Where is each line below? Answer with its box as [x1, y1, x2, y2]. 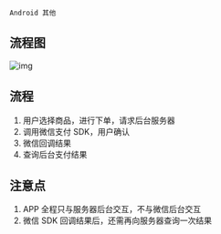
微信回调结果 [22, 137, 71, 148]
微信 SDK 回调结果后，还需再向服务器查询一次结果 [22, 215, 213, 226]
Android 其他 [9, 8, 57, 17]
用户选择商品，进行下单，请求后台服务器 [22, 115, 175, 126]
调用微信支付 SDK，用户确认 [22, 126, 131, 137]
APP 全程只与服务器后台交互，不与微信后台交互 [22, 204, 202, 215]
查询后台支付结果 [22, 148, 88, 159]
